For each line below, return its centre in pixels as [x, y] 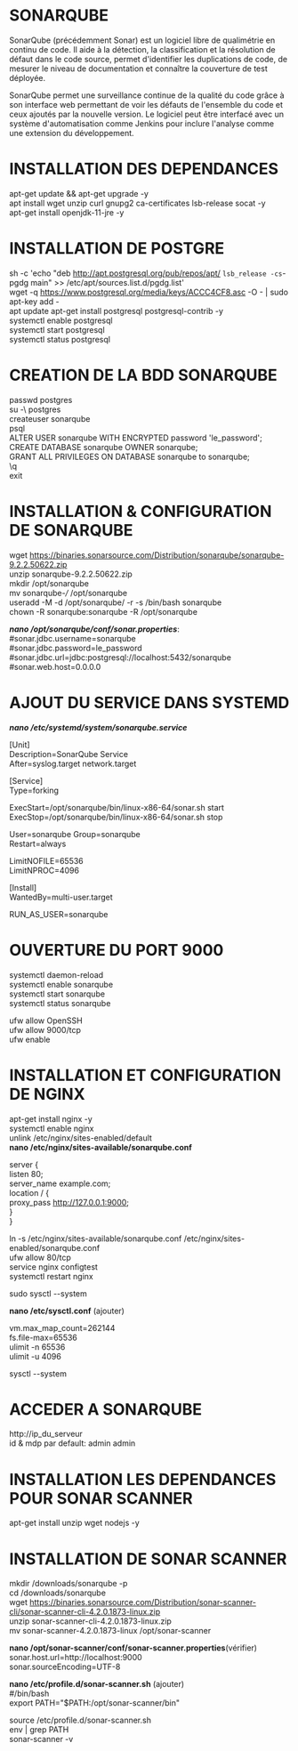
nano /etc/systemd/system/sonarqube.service [98, 727]
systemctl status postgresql [60, 339]
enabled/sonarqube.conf [55, 1247]
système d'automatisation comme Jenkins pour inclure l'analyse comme [141, 123]
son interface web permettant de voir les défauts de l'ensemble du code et [146, 104]
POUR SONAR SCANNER [101, 1498]
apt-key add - [34, 301]
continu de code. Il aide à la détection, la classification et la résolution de [142, 49]
